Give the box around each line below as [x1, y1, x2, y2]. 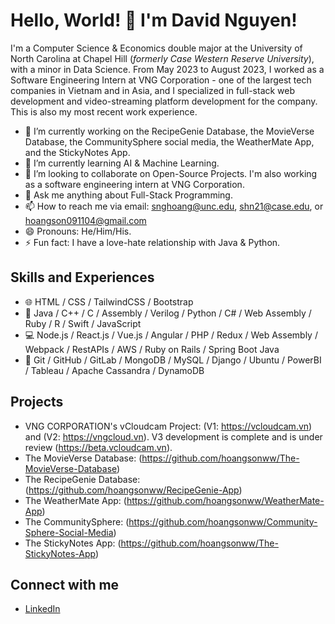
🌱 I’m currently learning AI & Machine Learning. [24, 157, 220, 169]
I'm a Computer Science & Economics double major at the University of [10, 42, 303, 54]
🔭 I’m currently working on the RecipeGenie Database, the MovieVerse [24, 125, 315, 137]
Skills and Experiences [10, 269, 155, 286]
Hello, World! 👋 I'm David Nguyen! [10, 9, 298, 32]
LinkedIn [24, 603, 61, 615]
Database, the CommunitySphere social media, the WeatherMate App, [24, 135, 315, 148]
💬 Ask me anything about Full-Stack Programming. [24, 189, 233, 201]
